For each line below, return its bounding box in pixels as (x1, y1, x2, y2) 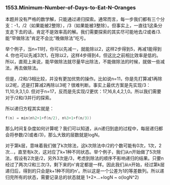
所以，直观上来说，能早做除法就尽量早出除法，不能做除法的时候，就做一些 (5, 59, 160, 65)
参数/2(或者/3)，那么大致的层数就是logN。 (14, 132, 103, 138)
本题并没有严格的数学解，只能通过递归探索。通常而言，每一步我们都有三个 (5, 16, 160, 22)
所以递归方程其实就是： (5, 105, 54, 112)
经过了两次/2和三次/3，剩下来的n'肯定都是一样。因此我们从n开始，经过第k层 (5, 162, 165, 168)
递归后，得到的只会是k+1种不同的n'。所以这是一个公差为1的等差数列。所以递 (5, 168, 164, 174)
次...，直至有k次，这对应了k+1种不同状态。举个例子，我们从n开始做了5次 (5, 149, 157, 155)
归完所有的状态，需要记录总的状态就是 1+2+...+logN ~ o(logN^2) (5, 174, 139, 180)
